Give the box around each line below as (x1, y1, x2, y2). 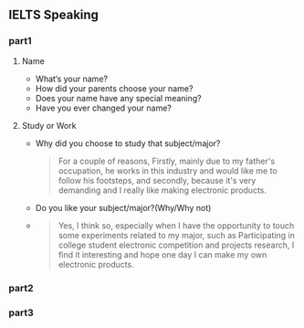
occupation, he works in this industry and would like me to (58, 164, 278, 176)
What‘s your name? (35, 73, 109, 84)
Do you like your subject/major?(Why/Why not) (35, 202, 212, 213)
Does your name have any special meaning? (35, 92, 202, 103)
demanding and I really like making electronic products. (58, 185, 267, 196)
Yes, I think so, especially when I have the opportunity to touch (58, 219, 295, 231)
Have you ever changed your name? (35, 102, 173, 113)
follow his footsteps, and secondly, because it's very (58, 175, 257, 185)
